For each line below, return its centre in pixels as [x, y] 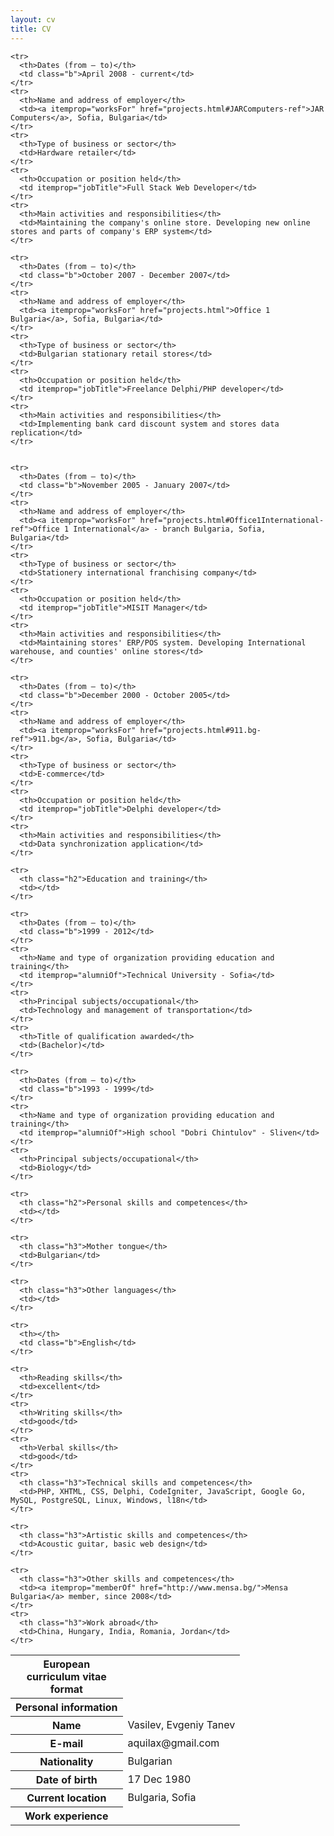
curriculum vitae [66, 1676]
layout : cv [33, 19]
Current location [66, 1798]
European [67, 1664]
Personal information [66, 1707]
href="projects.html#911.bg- [200, 730]
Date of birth [66, 1779]
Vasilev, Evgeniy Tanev [181, 1724]
